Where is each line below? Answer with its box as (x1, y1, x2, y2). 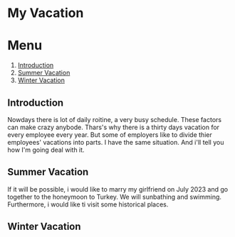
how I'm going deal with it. (7, 145, 85, 154)
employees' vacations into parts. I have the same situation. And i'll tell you (7, 138, 224, 146)
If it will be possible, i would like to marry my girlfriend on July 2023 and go (7, 184, 229, 193)
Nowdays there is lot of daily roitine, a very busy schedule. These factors (7, 115, 222, 123)
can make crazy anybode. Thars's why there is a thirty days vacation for (7, 123, 219, 131)
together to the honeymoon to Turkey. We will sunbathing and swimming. (7, 192, 222, 201)
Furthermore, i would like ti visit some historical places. (7, 200, 169, 209)
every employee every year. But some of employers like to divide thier (7, 130, 212, 139)
